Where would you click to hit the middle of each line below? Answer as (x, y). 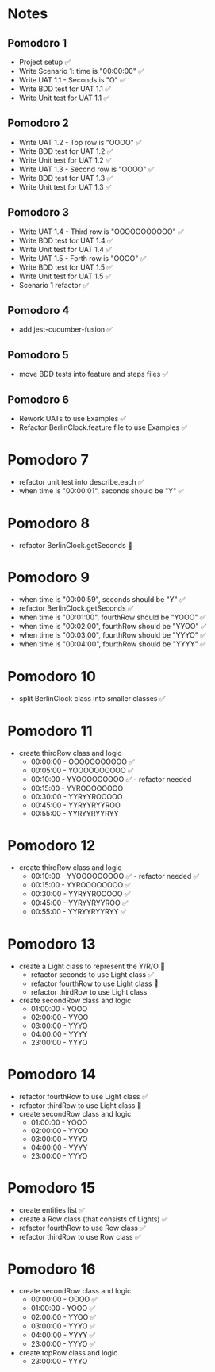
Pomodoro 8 (49, 523)
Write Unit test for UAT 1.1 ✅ (64, 98)
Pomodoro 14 (52, 1074)
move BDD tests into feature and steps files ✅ (94, 374)
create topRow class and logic (68, 1353)
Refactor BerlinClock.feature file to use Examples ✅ (103, 427)
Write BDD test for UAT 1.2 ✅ (66, 151)
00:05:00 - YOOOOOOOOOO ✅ (82, 770)
